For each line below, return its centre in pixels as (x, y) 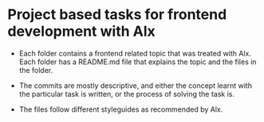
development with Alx (82, 31)
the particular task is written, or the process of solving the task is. (126, 93)
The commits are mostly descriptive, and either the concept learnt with (136, 86)
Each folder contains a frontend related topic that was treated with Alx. (135, 53)
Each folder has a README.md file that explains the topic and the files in (138, 62)
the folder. (36, 70)
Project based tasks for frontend (117, 15)
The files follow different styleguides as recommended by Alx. (121, 109)
